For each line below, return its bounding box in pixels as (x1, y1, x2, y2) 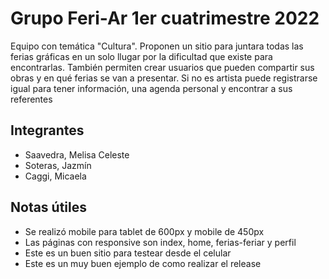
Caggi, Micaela (24, 170, 87, 182)
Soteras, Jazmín (24, 159, 92, 171)
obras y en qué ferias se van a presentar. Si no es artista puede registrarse (10, 72, 318, 84)
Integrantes (10, 122, 85, 139)
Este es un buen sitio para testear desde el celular (24, 247, 232, 259)
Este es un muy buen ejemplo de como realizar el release (24, 257, 262, 269)
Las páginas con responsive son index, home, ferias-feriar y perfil (24, 236, 297, 248)
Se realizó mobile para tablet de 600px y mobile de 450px (24, 225, 265, 237)
